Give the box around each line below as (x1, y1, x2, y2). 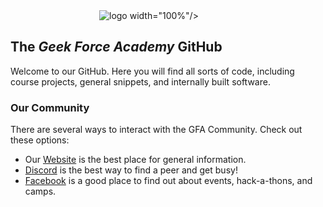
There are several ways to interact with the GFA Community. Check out (10, 124, 303, 136)
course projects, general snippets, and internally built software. (10, 75, 271, 88)
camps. (24, 185, 57, 198)
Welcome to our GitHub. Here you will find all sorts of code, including (10, 65, 295, 77)
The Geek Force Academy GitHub (10, 39, 223, 56)
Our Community (10, 100, 90, 114)
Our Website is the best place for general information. (24, 154, 247, 166)
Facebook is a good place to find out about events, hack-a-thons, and (24, 175, 313, 187)
